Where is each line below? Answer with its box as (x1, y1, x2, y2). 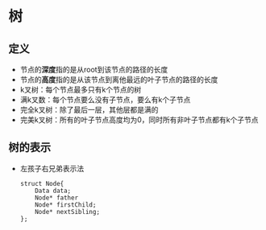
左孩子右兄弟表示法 (19, 163, 85, 173)
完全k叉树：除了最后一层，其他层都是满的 (19, 105, 159, 114)
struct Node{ (19, 179, 64, 187)
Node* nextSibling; (35, 207, 101, 216)
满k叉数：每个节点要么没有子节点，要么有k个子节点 (19, 95, 191, 105)
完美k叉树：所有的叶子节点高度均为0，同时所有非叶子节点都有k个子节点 (19, 115, 259, 125)
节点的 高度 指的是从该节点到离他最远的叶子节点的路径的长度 (19, 75, 218, 84)
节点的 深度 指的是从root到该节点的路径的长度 (19, 65, 168, 74)
